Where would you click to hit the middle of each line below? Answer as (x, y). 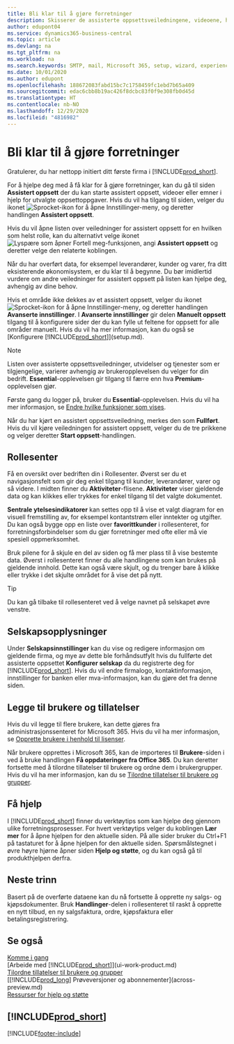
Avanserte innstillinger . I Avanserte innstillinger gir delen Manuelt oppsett (117, 314)
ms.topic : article (34, 40)
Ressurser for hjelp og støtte (48, 994)
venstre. (19, 610)
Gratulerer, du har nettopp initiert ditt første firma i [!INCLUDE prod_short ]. (112, 171)
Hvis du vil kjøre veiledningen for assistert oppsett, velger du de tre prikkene (117, 428)
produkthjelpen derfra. (39, 858)
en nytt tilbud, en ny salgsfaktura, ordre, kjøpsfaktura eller (91, 911)
